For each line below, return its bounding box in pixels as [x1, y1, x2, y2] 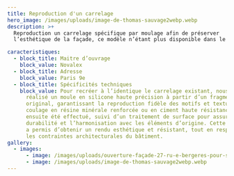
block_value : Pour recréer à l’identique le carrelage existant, [19, 88, 214, 95]
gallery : [7, 139, 33, 146]
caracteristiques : [7, 49, 61, 56]
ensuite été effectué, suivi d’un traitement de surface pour [25, 113, 210, 120]
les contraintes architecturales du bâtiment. [25, 133, 164, 140]
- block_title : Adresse [13, 67, 82, 75]
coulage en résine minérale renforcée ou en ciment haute [25, 107, 198, 114]
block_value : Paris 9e [19, 74, 86, 81]
